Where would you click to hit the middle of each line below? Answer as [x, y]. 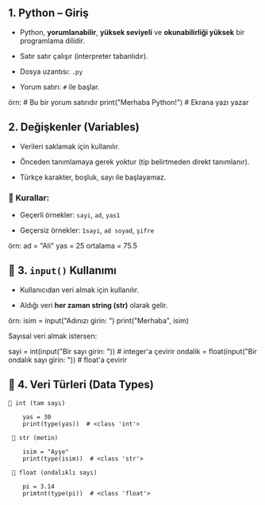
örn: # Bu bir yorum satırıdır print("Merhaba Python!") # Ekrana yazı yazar [129, 102]
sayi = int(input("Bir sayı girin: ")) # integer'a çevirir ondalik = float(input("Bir [133, 351]
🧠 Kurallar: [29, 198]
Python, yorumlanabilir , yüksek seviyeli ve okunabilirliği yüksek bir [132, 32]
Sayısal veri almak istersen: [53, 336]
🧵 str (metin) [35, 438]
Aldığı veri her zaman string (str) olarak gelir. [94, 305]
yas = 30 [37, 417]
